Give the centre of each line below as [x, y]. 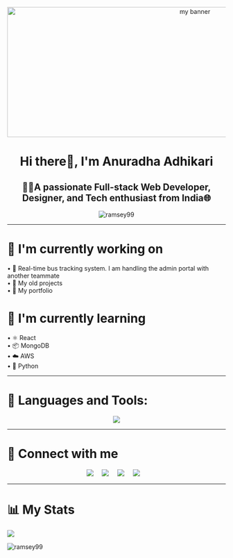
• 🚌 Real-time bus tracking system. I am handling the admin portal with [108, 268]
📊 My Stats [41, 509]
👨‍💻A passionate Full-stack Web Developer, [116, 187]
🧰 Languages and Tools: [78, 401]
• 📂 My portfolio [30, 290]
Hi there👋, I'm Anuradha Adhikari [116, 161]
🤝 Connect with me [63, 454]
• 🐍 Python [23, 366]
